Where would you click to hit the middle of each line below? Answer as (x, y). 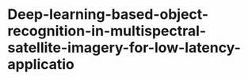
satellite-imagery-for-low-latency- (124, 48)
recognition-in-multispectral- (107, 31)
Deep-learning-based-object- (108, 15)
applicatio (41, 65)
